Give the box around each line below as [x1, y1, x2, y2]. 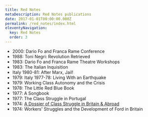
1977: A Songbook [12, 90, 49, 96]
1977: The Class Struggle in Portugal [12, 95, 86, 101]
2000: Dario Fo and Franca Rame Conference [12, 48, 105, 54]
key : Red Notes [9, 30, 41, 35]
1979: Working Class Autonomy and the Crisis [12, 79, 105, 85]
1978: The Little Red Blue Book [12, 85, 74, 91]
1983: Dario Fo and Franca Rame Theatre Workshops [12, 59, 120, 65]
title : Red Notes [5, 7, 41, 12]
